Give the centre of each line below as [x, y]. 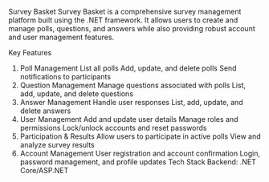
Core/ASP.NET [44, 170]
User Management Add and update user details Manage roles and [129, 119]
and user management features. [61, 37]
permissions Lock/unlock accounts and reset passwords [113, 128]
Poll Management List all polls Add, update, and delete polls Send [128, 68]
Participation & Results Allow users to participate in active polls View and [140, 136]
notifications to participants [65, 77]
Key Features [30, 53]
